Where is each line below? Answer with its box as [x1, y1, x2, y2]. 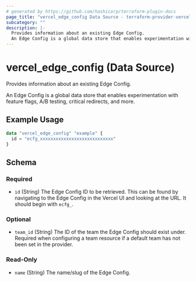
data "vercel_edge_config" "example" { [6, 130, 103, 136]
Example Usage [6, 115, 64, 125]
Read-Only [6, 256, 38, 264]
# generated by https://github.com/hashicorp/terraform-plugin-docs [6, 8, 176, 15]
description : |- [6, 25, 45, 31]
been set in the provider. [14, 241, 73, 248]
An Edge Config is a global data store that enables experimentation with [6, 91, 179, 98]
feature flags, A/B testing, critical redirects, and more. [6, 98, 135, 105]
